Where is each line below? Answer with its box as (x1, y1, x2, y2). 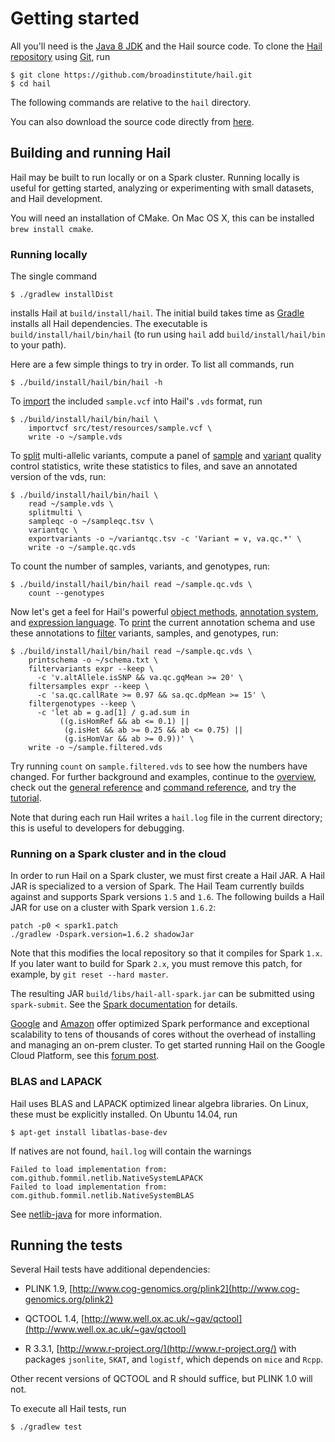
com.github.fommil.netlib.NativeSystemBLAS (10, 1190, 195, 1201)
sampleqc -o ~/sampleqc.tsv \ (28, 517, 155, 527)
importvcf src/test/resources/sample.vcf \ (28, 423, 213, 434)
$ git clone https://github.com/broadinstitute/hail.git (10, 70, 253, 80)
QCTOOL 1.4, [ (24, 1313, 85, 1325)
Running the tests (10, 1237, 123, 1254)
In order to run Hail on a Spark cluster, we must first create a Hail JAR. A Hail (10, 870, 325, 882)
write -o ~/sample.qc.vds (28, 543, 137, 553)
